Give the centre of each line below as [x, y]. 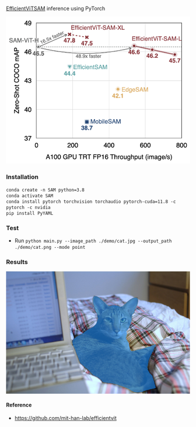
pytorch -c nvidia [28, 207]
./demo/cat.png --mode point [50, 248]
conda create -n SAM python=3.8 [45, 190]
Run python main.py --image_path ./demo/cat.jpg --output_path [93, 241]
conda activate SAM [30, 196]
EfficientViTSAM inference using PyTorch [56, 8]
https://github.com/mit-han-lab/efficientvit [65, 418]
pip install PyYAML [30, 213]
